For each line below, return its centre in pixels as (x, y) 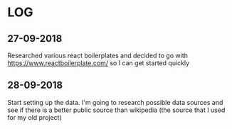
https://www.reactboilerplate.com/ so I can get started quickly (99, 63)
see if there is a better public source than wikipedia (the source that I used (116, 110)
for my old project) (35, 117)
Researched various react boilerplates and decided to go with (98, 55)
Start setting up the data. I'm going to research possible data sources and (115, 102)
